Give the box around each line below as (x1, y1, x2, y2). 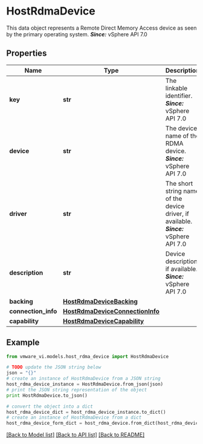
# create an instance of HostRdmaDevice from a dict (6, 414, 142, 421)
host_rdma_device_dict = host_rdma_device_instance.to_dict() (6, 409, 166, 415)
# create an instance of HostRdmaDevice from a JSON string (6, 376, 161, 382)
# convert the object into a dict (6, 403, 94, 410)
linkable (165, 83, 188, 92)
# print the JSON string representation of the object (6, 387, 147, 393)
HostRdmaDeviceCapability (63, 316, 144, 325)
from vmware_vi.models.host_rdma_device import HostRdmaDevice (6, 353, 169, 359)
